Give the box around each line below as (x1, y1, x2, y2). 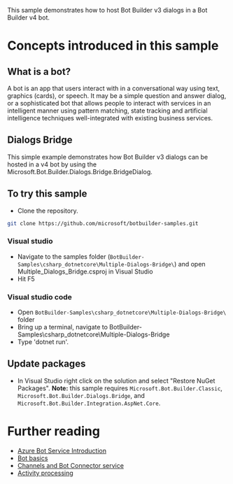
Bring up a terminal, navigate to (17, 323, 108, 332)
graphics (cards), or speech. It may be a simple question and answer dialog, (7, 92, 227, 100)
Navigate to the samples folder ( (17, 252, 111, 261)
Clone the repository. (17, 206, 78, 215)
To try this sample (7, 188, 87, 200)
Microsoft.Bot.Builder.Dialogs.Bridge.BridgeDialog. (7, 167, 153, 176)
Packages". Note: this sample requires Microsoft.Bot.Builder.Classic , (17, 384, 223, 392)
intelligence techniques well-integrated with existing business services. (7, 114, 213, 122)
